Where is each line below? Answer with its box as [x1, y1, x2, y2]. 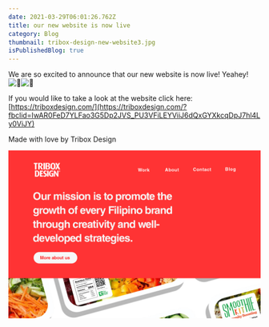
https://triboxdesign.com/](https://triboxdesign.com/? [10, 102, 187, 112]
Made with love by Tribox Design [8, 134, 117, 144]
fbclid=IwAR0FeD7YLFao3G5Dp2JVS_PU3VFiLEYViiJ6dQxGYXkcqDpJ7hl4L [8, 110, 261, 120]
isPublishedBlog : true [8, 46, 84, 55]
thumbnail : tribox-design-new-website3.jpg [8, 38, 156, 46]
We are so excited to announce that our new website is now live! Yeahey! [8, 70, 249, 79]
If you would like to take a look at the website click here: [8, 94, 194, 103]
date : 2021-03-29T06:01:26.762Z [8, 13, 116, 21]
